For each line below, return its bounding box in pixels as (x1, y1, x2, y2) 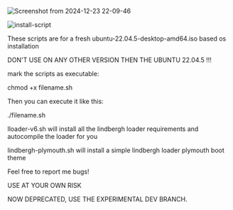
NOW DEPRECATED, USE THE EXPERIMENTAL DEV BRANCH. (7, 195, 188, 203)
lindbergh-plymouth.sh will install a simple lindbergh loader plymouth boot (7, 146, 225, 154)
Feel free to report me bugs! (7, 167, 90, 176)
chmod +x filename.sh (7, 83, 73, 92)
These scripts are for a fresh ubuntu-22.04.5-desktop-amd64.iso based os (7, 34, 227, 43)
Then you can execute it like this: (7, 97, 104, 105)
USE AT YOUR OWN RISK (7, 182, 82, 189)
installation (7, 42, 39, 50)
